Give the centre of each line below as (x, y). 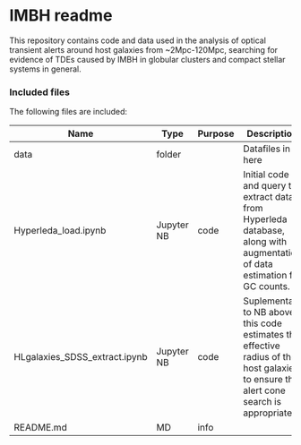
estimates (264, 335)
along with (265, 242)
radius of (262, 357)
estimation (265, 276)
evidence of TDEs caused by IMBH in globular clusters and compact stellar (147, 59)
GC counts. (267, 287)
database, (264, 231)
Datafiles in (267, 149)
